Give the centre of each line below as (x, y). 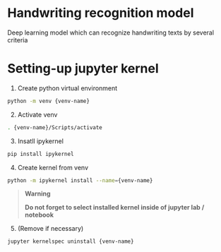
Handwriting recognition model (101, 13)
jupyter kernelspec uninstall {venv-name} (71, 241)
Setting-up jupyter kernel (83, 69)
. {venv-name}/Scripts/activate (55, 127)
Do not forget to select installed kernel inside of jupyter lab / (114, 208)
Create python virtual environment (67, 88)
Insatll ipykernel (40, 141)
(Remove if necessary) (50, 229)
